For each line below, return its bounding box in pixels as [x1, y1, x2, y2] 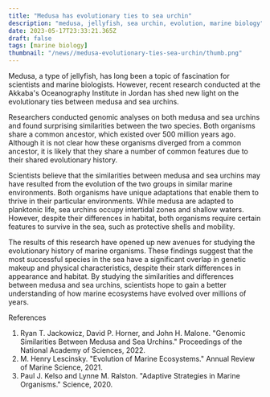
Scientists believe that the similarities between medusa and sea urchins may [8, 170, 261, 180]
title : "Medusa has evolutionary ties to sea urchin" [8, 11, 193, 20]
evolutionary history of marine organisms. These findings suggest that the [8, 246, 254, 256]
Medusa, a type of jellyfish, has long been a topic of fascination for [8, 72, 231, 80]
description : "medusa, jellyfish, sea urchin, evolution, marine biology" [8, 19, 264, 27]
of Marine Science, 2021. [19, 362, 103, 372]
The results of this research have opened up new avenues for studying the [8, 238, 256, 247]
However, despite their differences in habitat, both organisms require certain [8, 214, 261, 223]
